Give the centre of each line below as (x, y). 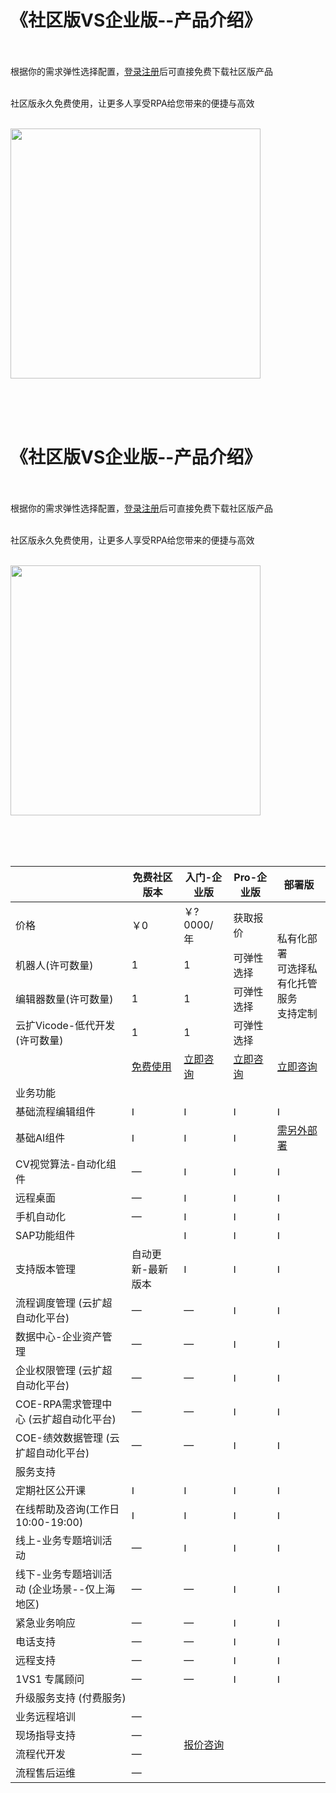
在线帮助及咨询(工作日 (67, 1509)
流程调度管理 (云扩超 (64, 1303)
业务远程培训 (46, 1716)
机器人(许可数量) (54, 965)
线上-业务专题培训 (59, 1540)
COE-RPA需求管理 (59, 1404)
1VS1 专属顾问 (50, 1679)
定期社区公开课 (51, 1490)
